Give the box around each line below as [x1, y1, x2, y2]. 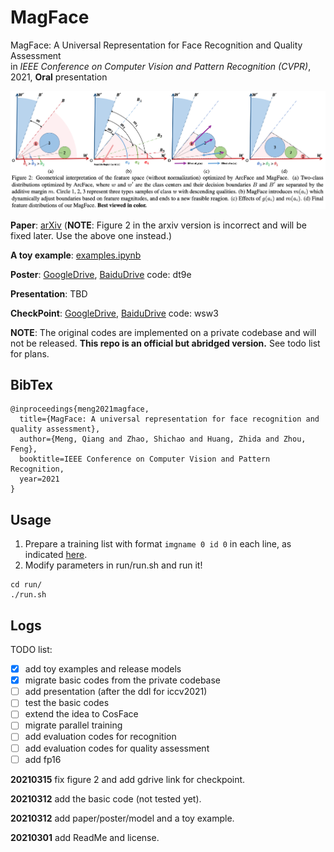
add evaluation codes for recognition [24, 731, 177, 743]
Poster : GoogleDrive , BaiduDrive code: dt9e [10, 268, 192, 280]
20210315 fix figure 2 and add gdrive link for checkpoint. [10, 773, 246, 785]
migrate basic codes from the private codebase [24, 674, 222, 686]
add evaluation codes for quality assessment [24, 742, 210, 754]
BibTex [10, 377, 53, 394]
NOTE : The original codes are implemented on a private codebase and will [10, 326, 317, 338]
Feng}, [10, 444, 38, 455]
